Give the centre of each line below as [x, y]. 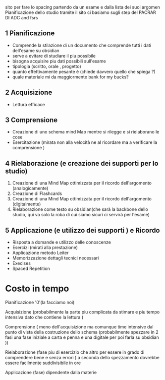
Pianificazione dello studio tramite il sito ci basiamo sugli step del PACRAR [81, 12]
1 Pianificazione [30, 33]
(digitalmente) [27, 204]
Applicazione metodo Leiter [40, 253]
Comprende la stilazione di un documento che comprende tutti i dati [82, 45]
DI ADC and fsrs [22, 18]
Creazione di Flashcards [37, 193]
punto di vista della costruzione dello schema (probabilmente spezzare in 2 [82, 332]
